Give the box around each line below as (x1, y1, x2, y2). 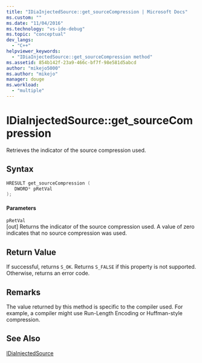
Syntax (6, 164, 34, 174)
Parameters (6, 204, 36, 212)
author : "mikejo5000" (6, 65, 61, 71)
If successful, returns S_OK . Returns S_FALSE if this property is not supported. (6, 263, 197, 270)
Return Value (6, 247, 56, 257)
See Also (6, 333, 41, 344)
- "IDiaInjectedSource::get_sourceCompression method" (11, 54, 153, 60)
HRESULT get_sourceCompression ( (6, 180, 91, 186)
